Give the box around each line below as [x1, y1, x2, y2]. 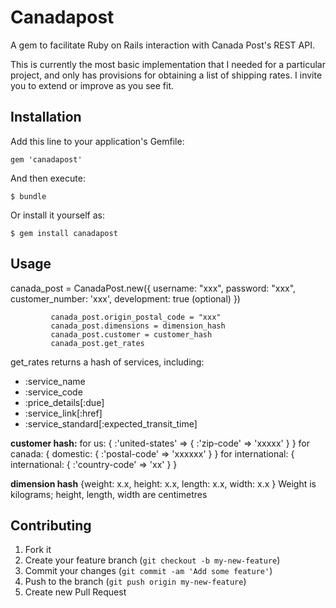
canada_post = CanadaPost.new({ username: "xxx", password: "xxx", [10, 282, 297, 294]
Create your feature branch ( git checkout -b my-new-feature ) [24, 554, 281, 566]
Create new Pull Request [24, 586, 127, 598]
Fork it [24, 544, 52, 556]
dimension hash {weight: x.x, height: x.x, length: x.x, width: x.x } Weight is [10, 477, 317, 490]
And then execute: [10, 172, 86, 184]
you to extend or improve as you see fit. [10, 79, 175, 91]
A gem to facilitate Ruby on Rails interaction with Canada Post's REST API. [10, 39, 315, 51]
